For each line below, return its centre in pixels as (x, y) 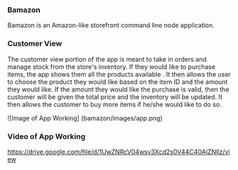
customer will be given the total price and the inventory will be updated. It (115, 96)
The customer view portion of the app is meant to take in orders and (107, 59)
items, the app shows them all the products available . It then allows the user (119, 74)
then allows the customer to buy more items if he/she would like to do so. (114, 104)
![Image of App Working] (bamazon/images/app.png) (85, 118)
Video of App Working (47, 136)
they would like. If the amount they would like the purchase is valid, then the (118, 89)
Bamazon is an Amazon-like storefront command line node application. (111, 25)
